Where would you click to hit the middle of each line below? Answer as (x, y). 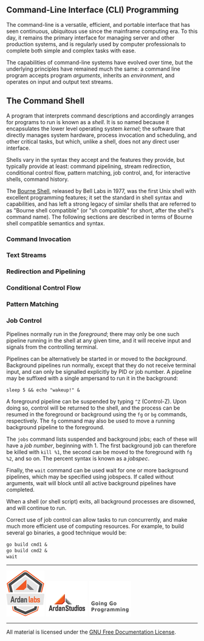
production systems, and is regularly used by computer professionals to (96, 44)
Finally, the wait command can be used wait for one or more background (97, 470)
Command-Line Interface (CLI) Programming (93, 10)
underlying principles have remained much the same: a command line (93, 69)
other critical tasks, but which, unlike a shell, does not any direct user (93, 141)
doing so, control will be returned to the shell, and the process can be (93, 408)
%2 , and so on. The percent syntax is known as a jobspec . (78, 458)
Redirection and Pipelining (46, 271)
